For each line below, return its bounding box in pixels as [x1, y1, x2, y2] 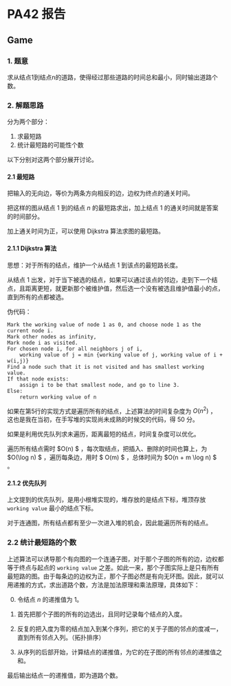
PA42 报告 [7, 6, 66, 22]
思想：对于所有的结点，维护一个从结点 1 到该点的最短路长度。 [7, 261, 182, 269]
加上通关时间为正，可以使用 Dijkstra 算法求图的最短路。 [7, 227, 165, 235]
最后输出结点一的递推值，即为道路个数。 [7, 671, 122, 679]
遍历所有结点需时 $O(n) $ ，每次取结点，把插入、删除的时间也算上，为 [7, 445, 208, 453]
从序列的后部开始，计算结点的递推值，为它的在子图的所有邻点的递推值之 [16, 647, 222, 656]
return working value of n [19, 394, 97, 401]
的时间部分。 [7, 212, 43, 221]
